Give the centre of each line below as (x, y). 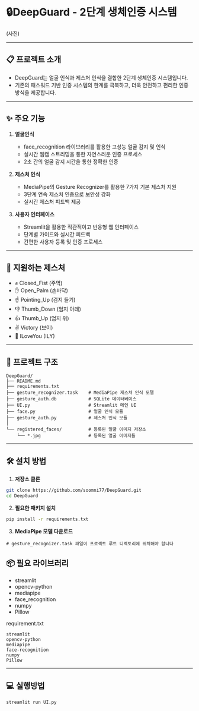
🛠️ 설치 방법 (26, 461)
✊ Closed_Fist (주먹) (38, 283)
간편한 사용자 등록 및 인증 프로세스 (63, 242)
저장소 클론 (27, 479)
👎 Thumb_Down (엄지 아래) (48, 309)
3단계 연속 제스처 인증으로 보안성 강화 (67, 194)
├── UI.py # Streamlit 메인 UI (71, 405)
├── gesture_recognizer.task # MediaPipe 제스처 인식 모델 (80, 393)
